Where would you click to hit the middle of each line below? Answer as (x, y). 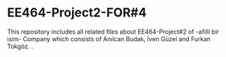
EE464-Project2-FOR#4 (77, 13)
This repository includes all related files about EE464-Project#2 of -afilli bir (113, 32)
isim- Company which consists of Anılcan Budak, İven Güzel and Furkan (109, 38)
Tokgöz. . (20, 46)
